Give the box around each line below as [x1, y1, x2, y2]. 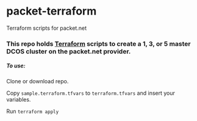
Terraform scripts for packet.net [6, 24, 87, 32]
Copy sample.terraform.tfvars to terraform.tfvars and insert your [6, 89, 175, 97]
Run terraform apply [6, 108, 59, 115]
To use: [6, 62, 26, 69]
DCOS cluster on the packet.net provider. [6, 47, 131, 55]
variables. [6, 95, 31, 103]
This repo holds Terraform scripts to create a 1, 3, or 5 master [6, 40, 191, 48]
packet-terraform [6, 4, 97, 18]
